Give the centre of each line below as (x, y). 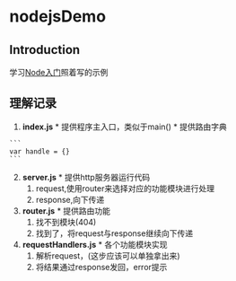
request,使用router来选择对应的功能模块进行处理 (125, 188)
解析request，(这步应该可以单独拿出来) (108, 255)
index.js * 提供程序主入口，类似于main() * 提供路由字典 (124, 127)
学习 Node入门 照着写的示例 (59, 72)
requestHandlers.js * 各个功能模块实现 (95, 244)
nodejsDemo (57, 17)
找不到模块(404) (66, 222)
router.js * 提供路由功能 (66, 211)
